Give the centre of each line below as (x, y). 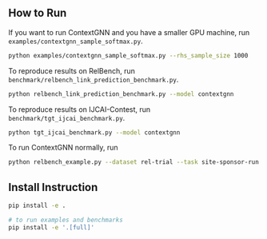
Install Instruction (53, 187)
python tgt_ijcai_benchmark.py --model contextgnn (94, 132)
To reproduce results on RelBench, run (72, 70)
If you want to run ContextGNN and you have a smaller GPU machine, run (129, 32)
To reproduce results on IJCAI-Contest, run (80, 109)
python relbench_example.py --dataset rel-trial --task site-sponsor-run (134, 162)
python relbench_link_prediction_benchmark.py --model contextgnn (121, 94)
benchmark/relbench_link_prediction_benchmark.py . (94, 79)
